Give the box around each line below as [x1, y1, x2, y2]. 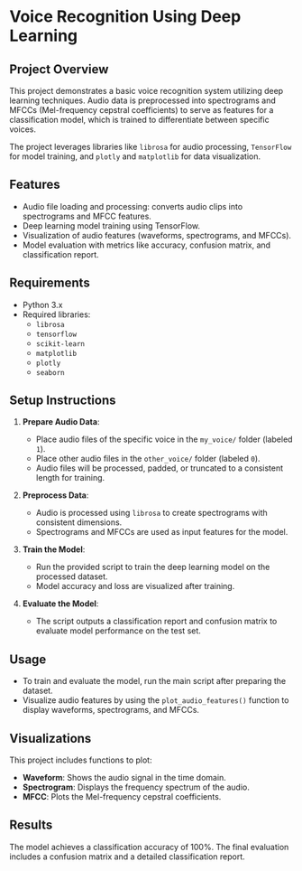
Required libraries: [22, 309, 91, 320]
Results [9, 818, 53, 833]
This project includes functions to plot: [9, 754, 152, 765]
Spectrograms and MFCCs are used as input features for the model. [35, 527, 288, 538]
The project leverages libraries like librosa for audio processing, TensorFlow [9, 142, 292, 152]
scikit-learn [35, 339, 86, 349]
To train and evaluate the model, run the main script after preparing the [22, 676, 287, 687]
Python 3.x [22, 299, 63, 310]
